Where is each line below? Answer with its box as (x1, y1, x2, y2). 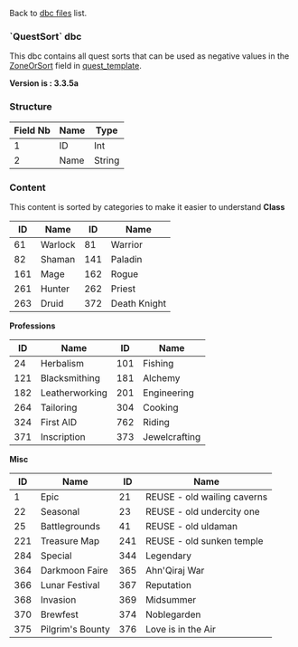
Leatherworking (40, 386, 108, 399)
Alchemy (143, 371, 181, 384)
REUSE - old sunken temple (145, 534, 264, 547)
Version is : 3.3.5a (9, 78, 79, 89)
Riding (143, 415, 170, 428)
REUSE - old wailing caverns (145, 490, 268, 503)
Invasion (40, 593, 77, 605)
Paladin (110, 252, 143, 265)
